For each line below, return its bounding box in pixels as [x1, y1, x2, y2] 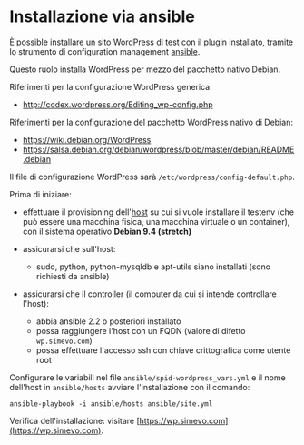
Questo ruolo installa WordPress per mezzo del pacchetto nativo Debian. [9, 64, 281, 75]
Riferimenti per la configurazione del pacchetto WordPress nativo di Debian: [9, 116, 293, 127]
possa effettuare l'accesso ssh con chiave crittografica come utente [35, 344, 291, 356]
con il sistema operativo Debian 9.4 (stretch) [22, 226, 192, 237]
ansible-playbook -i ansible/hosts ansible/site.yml [9, 399, 213, 409]
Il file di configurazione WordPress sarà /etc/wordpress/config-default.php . [9, 171, 295, 182]
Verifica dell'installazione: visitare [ [9, 415, 141, 426]
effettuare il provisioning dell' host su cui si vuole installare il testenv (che [22, 207, 295, 217]
